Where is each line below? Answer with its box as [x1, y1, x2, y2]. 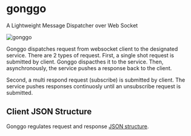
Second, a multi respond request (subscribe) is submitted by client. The [6, 76, 186, 83]
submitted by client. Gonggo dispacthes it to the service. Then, [6, 58, 164, 65]
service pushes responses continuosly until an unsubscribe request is [6, 82, 181, 89]
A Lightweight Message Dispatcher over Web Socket [6, 22, 138, 29]
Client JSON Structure [6, 106, 92, 117]
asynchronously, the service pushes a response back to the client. [6, 64, 172, 71]
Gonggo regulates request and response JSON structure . [6, 123, 149, 130]
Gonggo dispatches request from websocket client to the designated [6, 45, 178, 53]
